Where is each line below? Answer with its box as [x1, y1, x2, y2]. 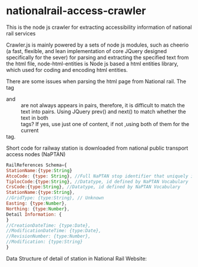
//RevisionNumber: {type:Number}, [6, 233, 91, 239]
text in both [21, 114, 49, 121]
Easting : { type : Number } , [6, 200, 67, 207]
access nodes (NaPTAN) [6, 150, 66, 157]
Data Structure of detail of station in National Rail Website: [6, 255, 147, 262]
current [21, 127, 39, 134]
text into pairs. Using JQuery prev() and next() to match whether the [21, 108, 186, 115]
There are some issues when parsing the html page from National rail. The [6, 78, 187, 85]
